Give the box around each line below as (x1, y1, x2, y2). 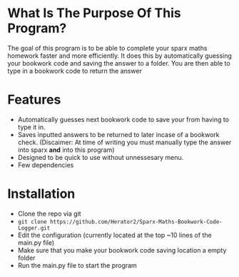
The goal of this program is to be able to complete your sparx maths (7, 44, 208, 52)
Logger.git (17, 224, 51, 231)
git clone (17, 218, 48, 226)
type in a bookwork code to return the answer (7, 66, 143, 75)
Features (7, 91, 61, 108)
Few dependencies (17, 161, 74, 169)
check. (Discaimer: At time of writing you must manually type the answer (17, 138, 232, 146)
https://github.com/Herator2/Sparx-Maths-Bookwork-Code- (49, 218, 223, 226)
